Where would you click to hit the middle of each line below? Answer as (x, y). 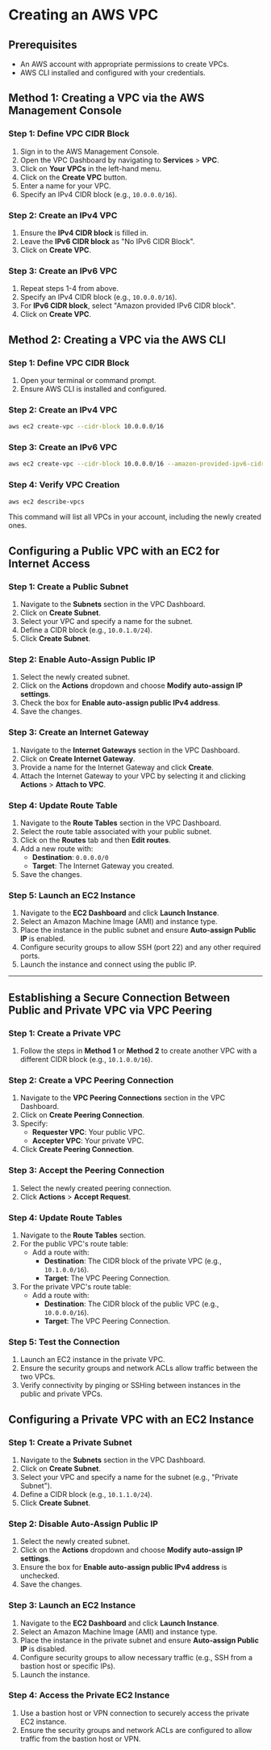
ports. (30, 956)
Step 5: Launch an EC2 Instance (72, 895)
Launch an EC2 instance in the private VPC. (92, 1360)
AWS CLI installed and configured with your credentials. (113, 73)
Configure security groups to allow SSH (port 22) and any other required (140, 947)
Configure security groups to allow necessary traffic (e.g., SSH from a (136, 1657)
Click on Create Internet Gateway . (77, 758)
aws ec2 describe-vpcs (46, 502)
